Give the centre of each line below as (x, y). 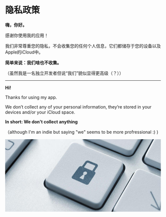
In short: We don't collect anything (41, 121)
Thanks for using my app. (31, 97)
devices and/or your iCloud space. (40, 112)
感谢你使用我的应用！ (27, 35)
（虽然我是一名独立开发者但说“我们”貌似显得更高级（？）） (64, 73)
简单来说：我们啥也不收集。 (33, 62)
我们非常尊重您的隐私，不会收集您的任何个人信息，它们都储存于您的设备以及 (83, 46)
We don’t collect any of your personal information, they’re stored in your (78, 107)
